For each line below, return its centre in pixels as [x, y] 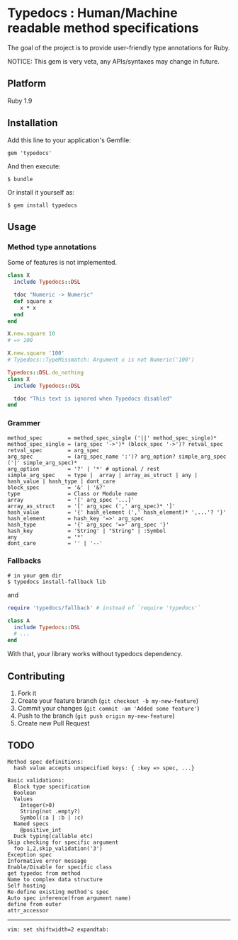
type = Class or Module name [73, 493]
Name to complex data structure [55, 879]
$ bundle [20, 179]
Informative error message [47, 861]
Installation [33, 123]
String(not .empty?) [50, 811]
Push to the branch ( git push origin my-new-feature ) [96, 716]
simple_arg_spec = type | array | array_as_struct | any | [103, 475]
